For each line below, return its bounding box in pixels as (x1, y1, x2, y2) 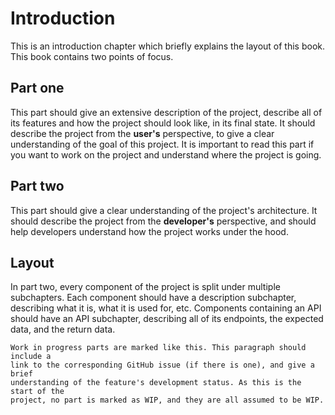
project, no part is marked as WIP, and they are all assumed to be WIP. (10, 395, 325, 406)
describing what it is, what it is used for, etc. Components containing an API (10, 302, 322, 314)
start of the (10, 387, 65, 397)
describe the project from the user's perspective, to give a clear (10, 127, 275, 139)
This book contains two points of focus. (10, 50, 174, 62)
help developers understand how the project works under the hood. (10, 225, 289, 237)
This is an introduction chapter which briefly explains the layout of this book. (10, 40, 326, 52)
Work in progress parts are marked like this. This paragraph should (10, 343, 307, 353)
